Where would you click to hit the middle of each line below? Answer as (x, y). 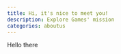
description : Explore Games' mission (61, 20)
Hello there (23, 45)
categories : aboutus (37, 26)
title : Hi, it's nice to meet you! (58, 13)
